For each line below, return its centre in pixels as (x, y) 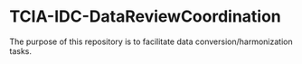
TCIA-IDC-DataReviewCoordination (146, 17)
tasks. (21, 50)
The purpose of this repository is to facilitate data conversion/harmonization (151, 41)
